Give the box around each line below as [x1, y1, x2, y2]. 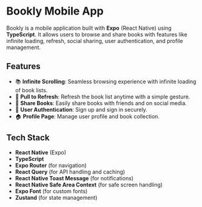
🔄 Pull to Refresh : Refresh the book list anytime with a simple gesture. [15, 93, 190, 100]
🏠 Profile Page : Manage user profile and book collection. [15, 112, 160, 120]
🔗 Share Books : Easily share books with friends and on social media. [15, 99, 187, 107]
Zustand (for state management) [15, 194, 98, 201]
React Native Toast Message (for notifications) [15, 174, 134, 182]
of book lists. [15, 86, 48, 93]
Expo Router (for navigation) [15, 161, 87, 169]
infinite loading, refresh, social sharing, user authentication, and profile [6, 37, 183, 44]
